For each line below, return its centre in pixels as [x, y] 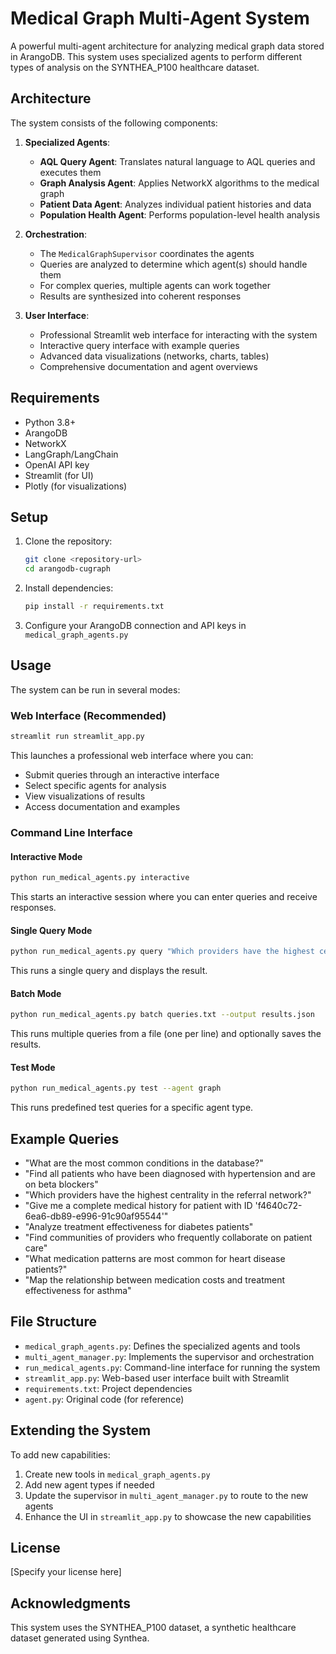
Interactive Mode [46, 856]
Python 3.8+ [50, 422]
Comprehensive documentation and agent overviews [148, 366]
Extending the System [81, 1430]
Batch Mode [36, 993]
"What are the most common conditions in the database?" [144, 1163]
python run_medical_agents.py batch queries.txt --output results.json [162, 1015]
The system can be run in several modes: [95, 689]
